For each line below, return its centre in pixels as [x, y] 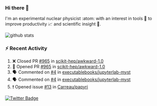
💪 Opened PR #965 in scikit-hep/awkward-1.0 [59, 66]
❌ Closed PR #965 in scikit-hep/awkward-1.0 [58, 61]
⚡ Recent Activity [26, 49]
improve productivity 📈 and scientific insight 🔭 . [53, 24]
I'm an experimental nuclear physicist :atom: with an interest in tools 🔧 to [79, 19]
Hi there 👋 [17, 8]
